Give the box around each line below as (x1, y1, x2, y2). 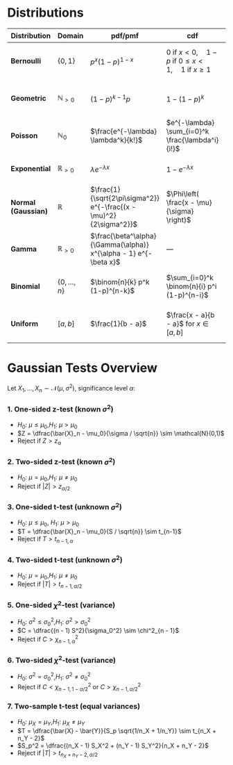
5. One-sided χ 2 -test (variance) (7, 599, 116, 610)
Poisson (10, 131, 38, 140)
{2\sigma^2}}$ (89, 219, 137, 229)
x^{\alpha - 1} (89, 249, 137, 258)
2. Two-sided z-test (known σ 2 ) (7, 456, 116, 467)
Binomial (10, 281, 40, 291)
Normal (10, 197, 36, 207)
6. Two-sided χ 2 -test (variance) (7, 654, 116, 665)
